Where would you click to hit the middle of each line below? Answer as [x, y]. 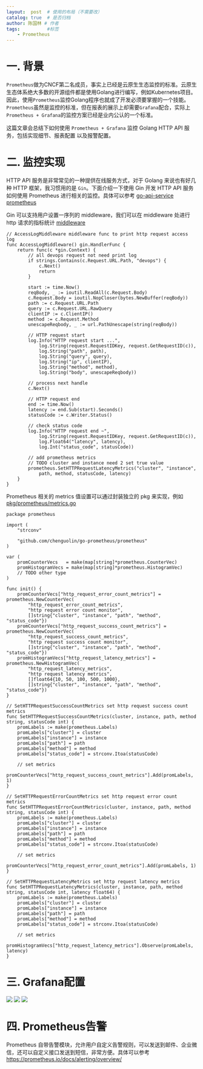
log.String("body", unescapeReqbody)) [88, 372]
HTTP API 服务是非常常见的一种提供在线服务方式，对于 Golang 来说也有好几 [101, 180]
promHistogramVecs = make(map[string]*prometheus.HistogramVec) [100, 568]
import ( [17, 525]
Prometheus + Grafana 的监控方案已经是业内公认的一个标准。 [81, 115]
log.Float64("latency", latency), [82, 442]
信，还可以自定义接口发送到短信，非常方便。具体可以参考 [78, 1052]
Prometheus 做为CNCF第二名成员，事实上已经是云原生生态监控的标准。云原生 [101, 85]
